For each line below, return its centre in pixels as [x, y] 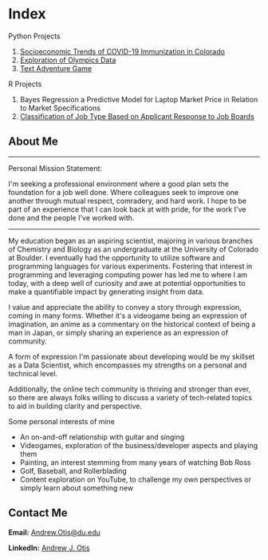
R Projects [25, 84]
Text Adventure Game [56, 68]
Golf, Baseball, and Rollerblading [73, 471]
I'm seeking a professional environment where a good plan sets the [119, 184]
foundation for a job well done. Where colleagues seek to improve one [124, 192]
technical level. [33, 373]
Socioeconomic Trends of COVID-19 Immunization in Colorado [122, 51]
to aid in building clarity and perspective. [75, 406]
